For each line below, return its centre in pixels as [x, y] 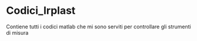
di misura [17, 32]
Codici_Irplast [41, 11]
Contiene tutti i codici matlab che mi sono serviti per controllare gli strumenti [98, 27]
